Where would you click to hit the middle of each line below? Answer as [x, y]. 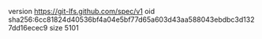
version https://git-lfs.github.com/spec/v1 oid [82, 11]
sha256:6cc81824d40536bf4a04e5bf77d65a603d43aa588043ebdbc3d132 [131, 19]
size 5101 [64, 28]
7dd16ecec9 [28, 28]
